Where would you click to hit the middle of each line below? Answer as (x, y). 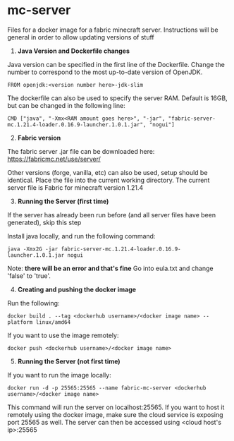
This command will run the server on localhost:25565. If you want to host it (116, 407)
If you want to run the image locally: (59, 375)
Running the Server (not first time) (69, 361)
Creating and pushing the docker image (76, 289)
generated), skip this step (44, 222)
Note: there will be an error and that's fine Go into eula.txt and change (110, 268)
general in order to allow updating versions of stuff (81, 37)
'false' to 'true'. (29, 276)
